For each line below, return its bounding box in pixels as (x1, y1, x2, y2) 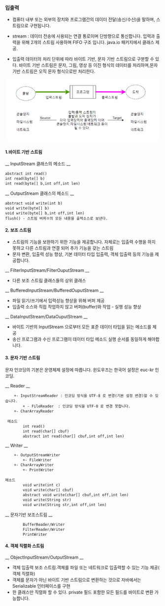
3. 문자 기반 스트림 (5, 354, 40, 360)
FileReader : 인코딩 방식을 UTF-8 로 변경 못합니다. (31, 404, 131, 409)
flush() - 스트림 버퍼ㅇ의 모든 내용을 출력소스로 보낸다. (5, 216, 108, 221)
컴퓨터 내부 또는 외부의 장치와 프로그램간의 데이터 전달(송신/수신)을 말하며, (12, 16, 155, 23)
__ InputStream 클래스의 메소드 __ (5, 161, 70, 167)
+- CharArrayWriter (14, 462, 54, 468)
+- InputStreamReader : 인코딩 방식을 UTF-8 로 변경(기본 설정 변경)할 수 (14, 393, 153, 398)
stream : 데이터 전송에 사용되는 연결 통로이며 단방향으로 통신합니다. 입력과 (12, 33, 155, 39)
